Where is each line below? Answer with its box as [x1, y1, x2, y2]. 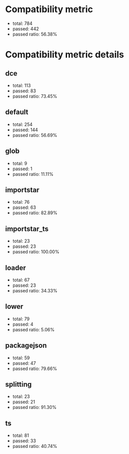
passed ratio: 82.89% [12, 210, 58, 216]
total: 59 [12, 355, 30, 361]
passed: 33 [12, 438, 36, 444]
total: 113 [12, 82, 31, 88]
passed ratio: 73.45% [12, 93, 57, 99]
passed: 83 [12, 88, 36, 94]
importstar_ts [5, 224, 49, 233]
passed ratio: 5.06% [12, 326, 55, 332]
